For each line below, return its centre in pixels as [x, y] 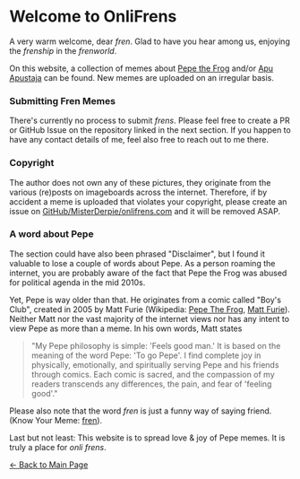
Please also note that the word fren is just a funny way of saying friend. [141, 411]
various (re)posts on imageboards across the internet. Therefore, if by [138, 192]
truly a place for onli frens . [58, 447]
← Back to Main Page [49, 465]
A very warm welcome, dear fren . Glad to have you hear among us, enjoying [150, 41]
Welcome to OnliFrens [93, 17]
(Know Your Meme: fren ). [56, 420]
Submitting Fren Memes [63, 100]
